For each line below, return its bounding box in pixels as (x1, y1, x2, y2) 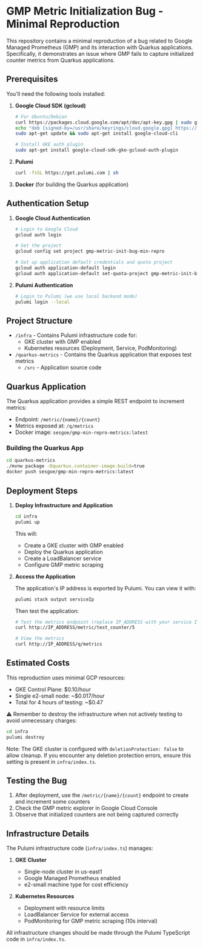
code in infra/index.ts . (6, 935, 66, 943)
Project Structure (6, 315, 73, 325)
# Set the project (15, 242, 62, 249)
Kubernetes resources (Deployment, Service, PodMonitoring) (24, 344, 177, 352)
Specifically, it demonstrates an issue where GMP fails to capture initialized (6, 50, 194, 57)
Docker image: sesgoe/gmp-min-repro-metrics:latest (15, 429, 148, 436)
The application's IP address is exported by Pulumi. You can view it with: (15, 584, 196, 592)
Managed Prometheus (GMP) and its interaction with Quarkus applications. (6, 44, 193, 51)
